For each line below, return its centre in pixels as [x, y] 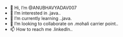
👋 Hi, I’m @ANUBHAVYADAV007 [43, 8]
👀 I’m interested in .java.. [35, 13]
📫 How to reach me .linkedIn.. [41, 29]
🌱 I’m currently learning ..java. [41, 18]
